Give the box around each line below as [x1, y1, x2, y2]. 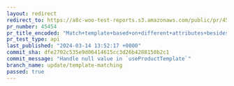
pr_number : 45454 [6, 23, 57, 30]
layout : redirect [6, 10, 57, 17]
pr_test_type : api [6, 36, 60, 43]
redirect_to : [6, 17, 45, 24]
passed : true [6, 68, 45, 75]
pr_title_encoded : [6, 29, 60, 37]
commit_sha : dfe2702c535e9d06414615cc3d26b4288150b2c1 [6, 49, 170, 56]
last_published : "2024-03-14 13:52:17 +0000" [6, 42, 141, 49]
